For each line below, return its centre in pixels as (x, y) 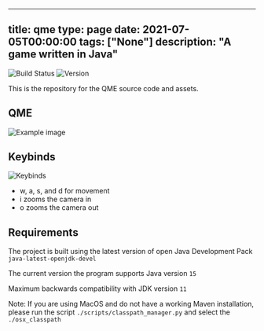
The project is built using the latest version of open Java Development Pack (130, 252)
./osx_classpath (35, 320)
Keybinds (32, 157)
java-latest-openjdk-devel (52, 259)
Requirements (43, 232)
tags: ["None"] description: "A (155, 42)
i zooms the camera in (55, 199)
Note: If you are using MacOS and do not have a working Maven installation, (131, 304)
